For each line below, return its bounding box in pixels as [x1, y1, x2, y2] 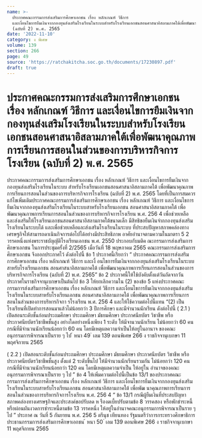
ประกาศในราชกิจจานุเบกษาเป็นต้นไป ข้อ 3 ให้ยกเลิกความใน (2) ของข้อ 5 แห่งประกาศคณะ [7, 278, 185, 285]
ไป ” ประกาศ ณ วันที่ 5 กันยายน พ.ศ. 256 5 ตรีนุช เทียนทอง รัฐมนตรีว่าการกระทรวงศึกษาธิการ [7, 412, 195, 419]
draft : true [7, 64, 37, 71]
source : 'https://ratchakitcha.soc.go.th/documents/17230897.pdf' [7, 59, 176, 65]
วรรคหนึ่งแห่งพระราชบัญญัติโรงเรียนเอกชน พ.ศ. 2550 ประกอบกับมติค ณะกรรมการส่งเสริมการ [7, 237, 193, 245]
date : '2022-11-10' [7, 31, 56, 37]
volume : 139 [7, 43, 37, 49]
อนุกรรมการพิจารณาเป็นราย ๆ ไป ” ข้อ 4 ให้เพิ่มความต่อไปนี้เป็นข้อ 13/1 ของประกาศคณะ [7, 371, 182, 379]
